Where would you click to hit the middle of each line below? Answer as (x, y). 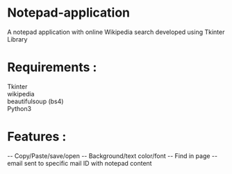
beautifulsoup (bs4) (35, 101)
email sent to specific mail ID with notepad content (80, 163)
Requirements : (52, 68)
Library (17, 39)
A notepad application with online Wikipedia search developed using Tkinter (116, 32)
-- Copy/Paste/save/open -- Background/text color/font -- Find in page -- (112, 156)
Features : (37, 137)
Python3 (19, 108)
